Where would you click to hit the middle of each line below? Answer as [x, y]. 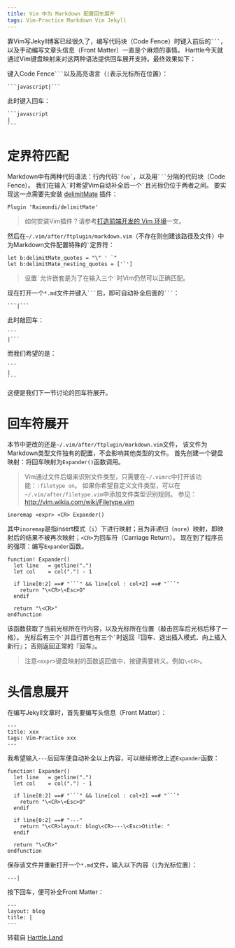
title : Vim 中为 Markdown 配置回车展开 [61, 14]
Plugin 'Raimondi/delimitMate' [53, 207]
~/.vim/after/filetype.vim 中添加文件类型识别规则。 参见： [111, 494]
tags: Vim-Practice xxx [42, 738]
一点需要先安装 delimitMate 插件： [69, 194]
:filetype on [56, 486]
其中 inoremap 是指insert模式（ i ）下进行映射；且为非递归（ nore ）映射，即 [113, 529]
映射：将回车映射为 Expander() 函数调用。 [66, 462]
